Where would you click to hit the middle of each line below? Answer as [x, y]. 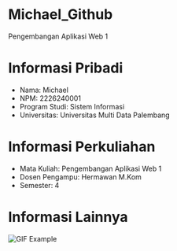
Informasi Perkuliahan [82, 147]
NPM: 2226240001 [50, 98]
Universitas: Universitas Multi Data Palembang [95, 115]
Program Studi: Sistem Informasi [72, 106]
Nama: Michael [44, 90]
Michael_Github [61, 15]
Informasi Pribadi [66, 68]
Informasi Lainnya [68, 217]
